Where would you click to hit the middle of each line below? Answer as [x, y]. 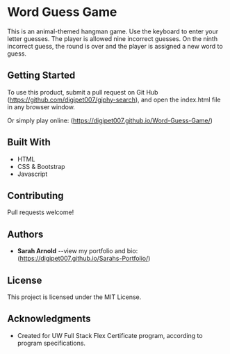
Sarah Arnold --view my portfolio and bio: [77, 251]
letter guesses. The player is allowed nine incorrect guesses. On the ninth [112, 38]
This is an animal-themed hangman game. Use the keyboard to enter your [113, 31]
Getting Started [41, 75]
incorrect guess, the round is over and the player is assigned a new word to [115, 46]
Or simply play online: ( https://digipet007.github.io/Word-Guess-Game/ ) [110, 120]
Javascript [32, 174]
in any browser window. [41, 107]
